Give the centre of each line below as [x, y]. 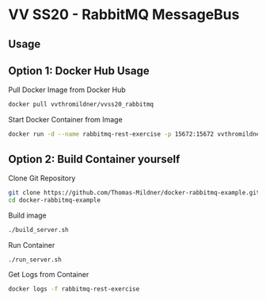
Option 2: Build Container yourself [94, 159]
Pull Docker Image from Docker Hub [67, 90]
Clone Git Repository [42, 178]
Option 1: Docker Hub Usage [79, 70]
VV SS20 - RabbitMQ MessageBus [124, 15]
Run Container [32, 245]
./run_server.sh [35, 260]
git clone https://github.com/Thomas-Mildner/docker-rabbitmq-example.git [134, 192]
